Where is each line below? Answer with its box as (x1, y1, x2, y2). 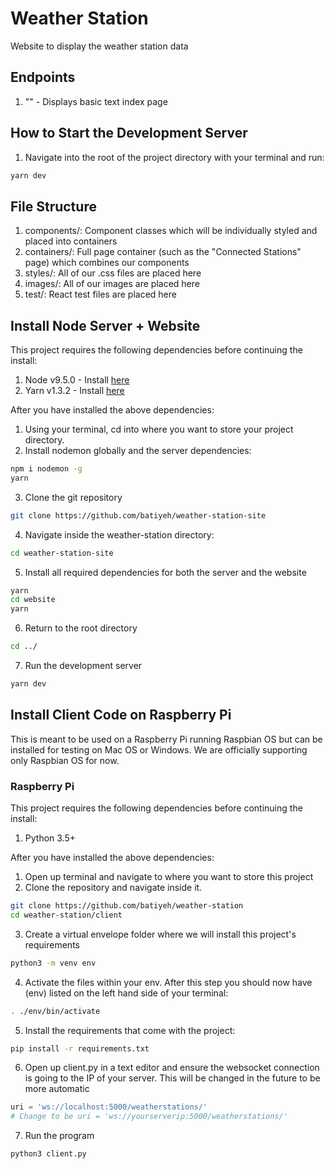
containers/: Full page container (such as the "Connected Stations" (24, 246, 302, 258)
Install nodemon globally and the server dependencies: (24, 445, 252, 457)
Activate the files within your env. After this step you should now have (24, 976, 313, 988)
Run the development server (24, 660, 143, 672)
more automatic (24, 1083, 90, 1095)
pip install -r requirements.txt (10, 1043, 150, 1054)
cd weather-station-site (10, 548, 114, 558)
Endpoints (10, 69, 76, 86)
